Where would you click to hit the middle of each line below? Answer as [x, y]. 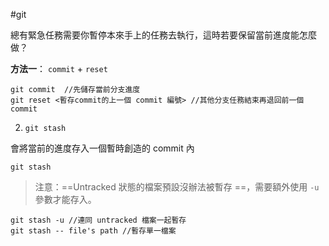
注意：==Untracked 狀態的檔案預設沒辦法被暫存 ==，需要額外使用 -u [177, 187]
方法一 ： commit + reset [59, 68]
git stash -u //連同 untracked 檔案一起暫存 [98, 220]
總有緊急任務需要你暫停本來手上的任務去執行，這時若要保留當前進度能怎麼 [163, 35]
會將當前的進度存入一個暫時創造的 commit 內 [102, 148]
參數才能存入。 [65, 199]
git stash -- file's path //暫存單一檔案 [93, 231]
